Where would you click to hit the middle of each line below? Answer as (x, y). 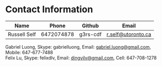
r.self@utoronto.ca (129, 34)
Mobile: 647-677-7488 (29, 52)
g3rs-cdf (90, 34)
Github (90, 26)
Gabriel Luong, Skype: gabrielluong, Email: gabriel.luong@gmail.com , (78, 47)
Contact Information (49, 9)
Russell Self (22, 34)
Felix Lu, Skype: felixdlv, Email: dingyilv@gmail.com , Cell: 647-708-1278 (81, 58)
